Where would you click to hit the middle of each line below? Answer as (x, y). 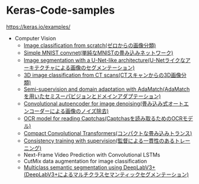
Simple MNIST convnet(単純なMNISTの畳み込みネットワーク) (98, 53)
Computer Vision (35, 38)
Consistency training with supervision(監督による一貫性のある (99, 141)
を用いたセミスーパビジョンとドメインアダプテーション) (92, 96)
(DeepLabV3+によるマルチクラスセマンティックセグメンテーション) (106, 174)
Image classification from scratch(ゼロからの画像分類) (90, 45)
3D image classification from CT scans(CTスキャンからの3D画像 (102, 75)
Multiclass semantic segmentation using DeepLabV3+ (89, 167)
